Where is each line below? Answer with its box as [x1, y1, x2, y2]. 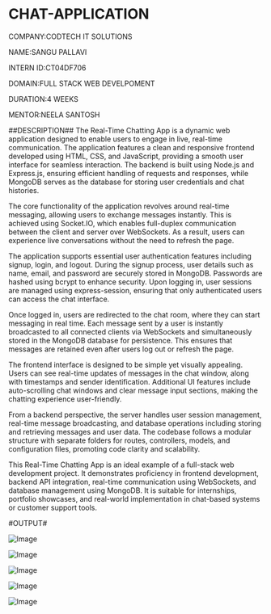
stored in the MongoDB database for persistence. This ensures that [8, 335, 233, 345]
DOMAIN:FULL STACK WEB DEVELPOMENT [8, 78, 155, 88]
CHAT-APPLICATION [8, 5, 150, 23]
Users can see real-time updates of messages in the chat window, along [8, 368, 249, 378]
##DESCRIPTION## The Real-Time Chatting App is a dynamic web [8, 125, 231, 135]
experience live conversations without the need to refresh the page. [8, 235, 235, 245]
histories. [8, 185, 40, 195]
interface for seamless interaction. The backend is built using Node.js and [8, 159, 255, 170]
